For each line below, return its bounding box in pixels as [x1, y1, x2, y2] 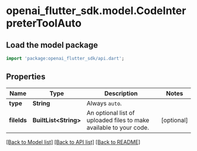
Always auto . [86, 99, 122, 107]
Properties [6, 72, 46, 82]
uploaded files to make [86, 116, 150, 124]
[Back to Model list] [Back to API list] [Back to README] [6, 138, 141, 145]
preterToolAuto [6, 16, 82, 30]
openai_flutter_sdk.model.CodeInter [6, 4, 186, 18]
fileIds [9, 116, 28, 124]
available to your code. [86, 123, 150, 132]
